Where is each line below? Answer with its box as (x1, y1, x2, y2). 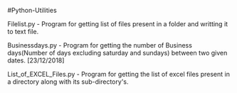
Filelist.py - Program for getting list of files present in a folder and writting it (7, 20, 228, 28)
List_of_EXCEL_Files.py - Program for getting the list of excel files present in (7, 70, 230, 78)
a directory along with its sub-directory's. (7, 77, 129, 86)
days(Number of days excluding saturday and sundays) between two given (7, 49, 228, 57)
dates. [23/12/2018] (7, 56, 65, 65)
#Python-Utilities (7, 6, 57, 14)
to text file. (7, 28, 39, 35)
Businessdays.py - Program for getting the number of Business (7, 41, 192, 49)
